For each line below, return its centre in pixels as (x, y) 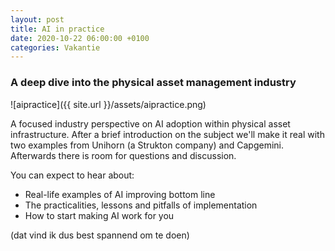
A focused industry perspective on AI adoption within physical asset (150, 123)
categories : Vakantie (55, 47)
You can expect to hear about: (72, 175)
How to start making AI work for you (99, 215)
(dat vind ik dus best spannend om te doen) (100, 235)
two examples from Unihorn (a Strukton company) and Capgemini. (147, 145)
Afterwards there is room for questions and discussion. (123, 155)
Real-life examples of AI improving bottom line (120, 194)
